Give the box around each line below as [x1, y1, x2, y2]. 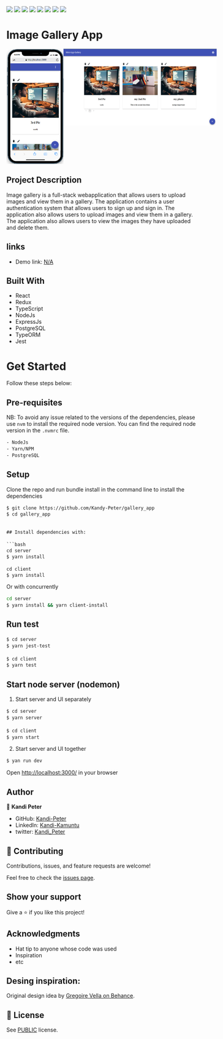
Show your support [6, 892, 81, 903]
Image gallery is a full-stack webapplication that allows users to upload [6, 191, 186, 198]
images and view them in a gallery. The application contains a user [6, 197, 175, 205]
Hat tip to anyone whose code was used [15, 945, 117, 952]
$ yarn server [6, 715, 43, 721]
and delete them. [6, 224, 49, 231]
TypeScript [15, 305, 43, 313]
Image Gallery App [6, 28, 103, 42]
